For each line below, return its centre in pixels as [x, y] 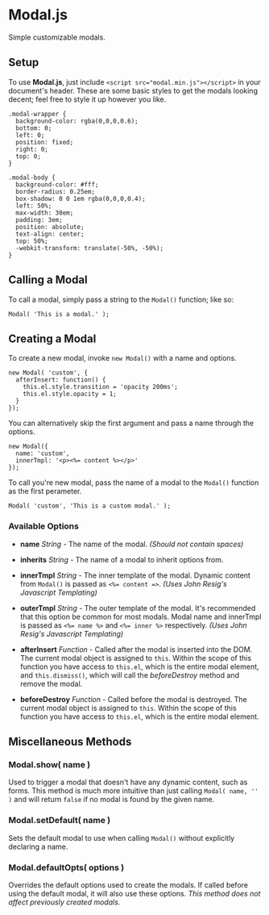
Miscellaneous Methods [70, 742]
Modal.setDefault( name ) [60, 821]
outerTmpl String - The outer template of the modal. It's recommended [138, 608]
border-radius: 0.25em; [55, 191]
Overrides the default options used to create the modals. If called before [128, 884]
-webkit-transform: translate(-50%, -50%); [89, 248]
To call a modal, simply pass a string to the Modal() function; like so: [121, 299]
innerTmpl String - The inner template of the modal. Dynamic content [135, 575]
